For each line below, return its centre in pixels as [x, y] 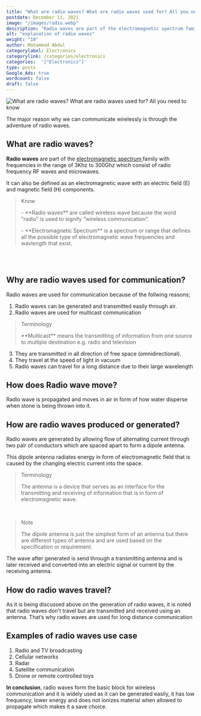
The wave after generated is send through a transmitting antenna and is [95, 559]
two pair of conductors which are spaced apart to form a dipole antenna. [96, 445]
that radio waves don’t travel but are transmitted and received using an [93, 611]
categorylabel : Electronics [41, 51]
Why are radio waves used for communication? [96, 280]
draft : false [22, 84]
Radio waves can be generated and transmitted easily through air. [96, 306]
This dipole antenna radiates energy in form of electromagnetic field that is [98, 457]
